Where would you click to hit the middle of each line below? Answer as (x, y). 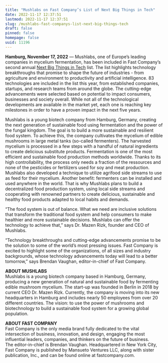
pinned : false (20, 33)
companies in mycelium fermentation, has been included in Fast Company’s (83, 62)
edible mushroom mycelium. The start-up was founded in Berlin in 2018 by (82, 287)
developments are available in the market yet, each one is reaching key (78, 104)
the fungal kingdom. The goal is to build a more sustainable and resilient (79, 130)
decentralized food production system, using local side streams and (75, 189)
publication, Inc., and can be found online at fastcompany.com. (70, 355)
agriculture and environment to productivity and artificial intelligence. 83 (79, 78)
